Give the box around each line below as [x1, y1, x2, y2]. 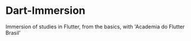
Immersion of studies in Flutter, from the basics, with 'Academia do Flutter [5, 23, 185, 30]
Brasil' [5, 29, 21, 36]
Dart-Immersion [5, 4, 86, 17]
